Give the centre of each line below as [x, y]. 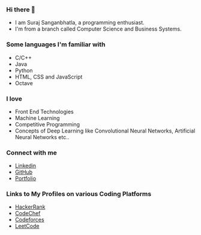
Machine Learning [37, 118]
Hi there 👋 [21, 10]
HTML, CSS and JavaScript [49, 77]
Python [24, 70]
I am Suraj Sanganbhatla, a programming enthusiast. [80, 23]
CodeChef [28, 213]
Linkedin [25, 166]
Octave [24, 83]
